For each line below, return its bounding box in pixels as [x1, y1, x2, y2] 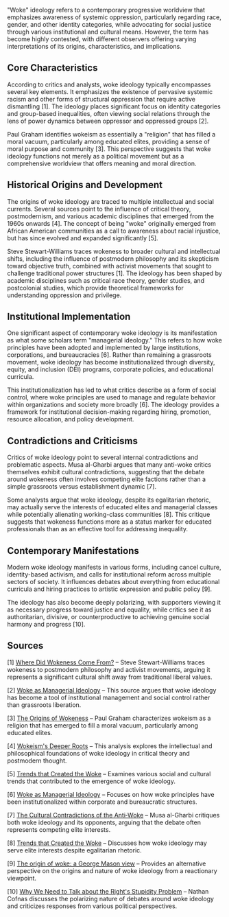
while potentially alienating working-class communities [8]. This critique [7, 511, 210, 519]
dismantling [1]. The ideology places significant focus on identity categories [7, 102, 221, 111]
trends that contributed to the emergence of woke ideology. [7, 777, 176, 785]
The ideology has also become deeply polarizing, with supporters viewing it [7, 599, 221, 607]
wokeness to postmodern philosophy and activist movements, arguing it [7, 665, 210, 673]
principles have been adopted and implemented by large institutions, [7, 343, 201, 352]
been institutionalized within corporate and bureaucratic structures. [7, 798, 197, 806]
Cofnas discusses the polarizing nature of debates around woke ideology [7, 894, 215, 903]
